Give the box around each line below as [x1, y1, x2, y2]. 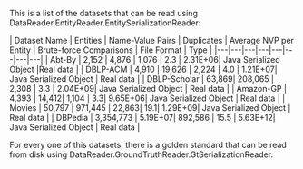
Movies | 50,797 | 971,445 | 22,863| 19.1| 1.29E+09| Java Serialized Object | [9, 103, 291, 113]
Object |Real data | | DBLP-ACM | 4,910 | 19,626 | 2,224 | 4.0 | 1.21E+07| [9, 64, 279, 75]
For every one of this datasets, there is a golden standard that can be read [9, 140, 288, 150]
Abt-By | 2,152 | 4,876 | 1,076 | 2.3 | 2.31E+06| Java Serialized [49, 55, 281, 65]
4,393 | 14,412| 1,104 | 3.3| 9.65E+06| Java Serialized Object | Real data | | [9, 93, 286, 104]
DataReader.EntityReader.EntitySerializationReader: [9, 17, 201, 28]
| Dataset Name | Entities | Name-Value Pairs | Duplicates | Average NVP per [9, 35, 295, 45]
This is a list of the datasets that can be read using [9, 8, 198, 18]
